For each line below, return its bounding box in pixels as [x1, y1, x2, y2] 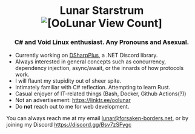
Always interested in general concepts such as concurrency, [15, 58, 167, 65]
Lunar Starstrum [59, 4, 144, 18]
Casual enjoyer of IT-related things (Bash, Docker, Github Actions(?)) [15, 90, 187, 97]
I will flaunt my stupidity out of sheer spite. [15, 77, 122, 85]
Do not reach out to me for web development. [15, 103, 130, 110]
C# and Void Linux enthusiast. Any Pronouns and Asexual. [14, 38, 190, 46]
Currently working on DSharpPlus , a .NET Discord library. [15, 52, 158, 59]
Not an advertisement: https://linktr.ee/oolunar [15, 97, 131, 104]
